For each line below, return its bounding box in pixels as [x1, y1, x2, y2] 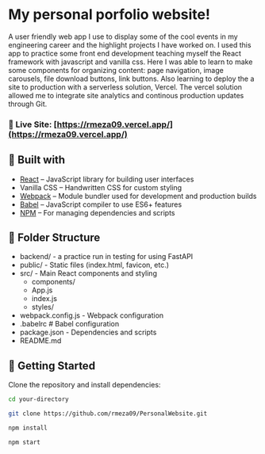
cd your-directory [8, 395, 69, 403]
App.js [31, 285, 53, 295]
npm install [8, 424, 48, 433]
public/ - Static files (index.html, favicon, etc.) [19, 260, 169, 270]
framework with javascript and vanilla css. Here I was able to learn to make [8, 57, 253, 67]
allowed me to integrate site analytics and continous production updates [8, 90, 244, 100]
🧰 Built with [8, 153, 66, 167]
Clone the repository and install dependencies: [8, 380, 161, 390]
